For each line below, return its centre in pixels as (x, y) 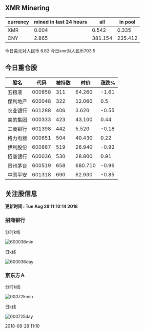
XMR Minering (27, 8)
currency (18, 22)
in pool (127, 22)
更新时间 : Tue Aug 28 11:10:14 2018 (41, 206)
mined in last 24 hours (61, 22)
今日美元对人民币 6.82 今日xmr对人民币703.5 (50, 50)
